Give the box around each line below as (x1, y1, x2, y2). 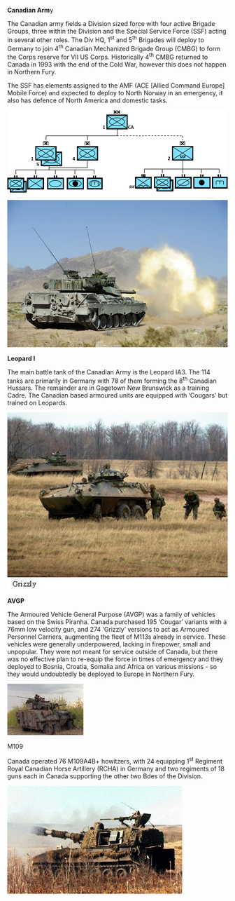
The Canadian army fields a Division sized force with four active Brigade (7, 20, 215, 27)
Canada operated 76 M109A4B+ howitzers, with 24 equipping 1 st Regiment (7, 755, 222, 765)
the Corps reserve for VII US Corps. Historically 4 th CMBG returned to (7, 52, 208, 61)
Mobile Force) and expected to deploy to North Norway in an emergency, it (7, 88, 223, 97)
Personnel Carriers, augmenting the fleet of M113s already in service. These (7, 632, 226, 641)
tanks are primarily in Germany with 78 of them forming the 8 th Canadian (7, 375, 217, 385)
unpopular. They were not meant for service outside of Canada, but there (7, 647, 218, 656)
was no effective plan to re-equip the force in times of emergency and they (7, 655, 224, 663)
